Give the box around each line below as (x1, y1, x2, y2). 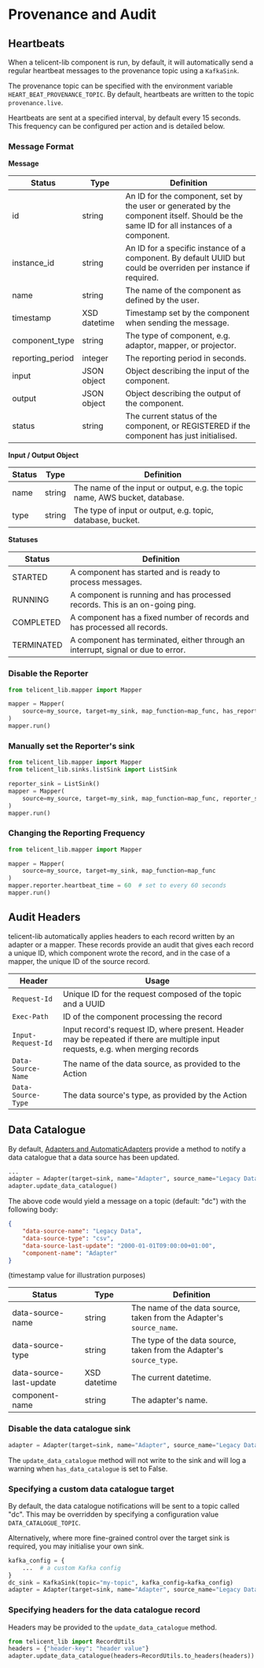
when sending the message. (125, 317, 229, 328)
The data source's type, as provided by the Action (62, 1090, 247, 1101)
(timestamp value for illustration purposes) (8, 1270, 146, 1280)
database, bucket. (73, 515, 140, 526)
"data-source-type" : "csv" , (22, 1234, 114, 1242)
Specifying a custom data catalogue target (8, 1483, 174, 1494)
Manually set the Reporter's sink (8, 740, 135, 751)
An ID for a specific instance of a (125, 243, 246, 254)
